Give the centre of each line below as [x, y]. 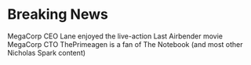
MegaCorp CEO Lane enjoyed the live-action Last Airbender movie [115, 36]
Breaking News [58, 14]
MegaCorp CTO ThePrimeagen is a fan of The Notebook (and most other [125, 44]
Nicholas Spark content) [47, 52]
